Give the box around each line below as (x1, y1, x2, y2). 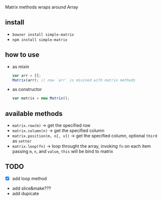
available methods (5, 110, 63, 118)
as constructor (12, 87, 42, 92)
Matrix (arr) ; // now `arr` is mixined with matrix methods (12, 78, 136, 83)
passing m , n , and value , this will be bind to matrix (12, 149, 113, 155)
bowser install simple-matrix (12, 32, 75, 37)
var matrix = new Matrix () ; (12, 96, 70, 101)
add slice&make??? (12, 185, 52, 191)
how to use (5, 51, 40, 59)
